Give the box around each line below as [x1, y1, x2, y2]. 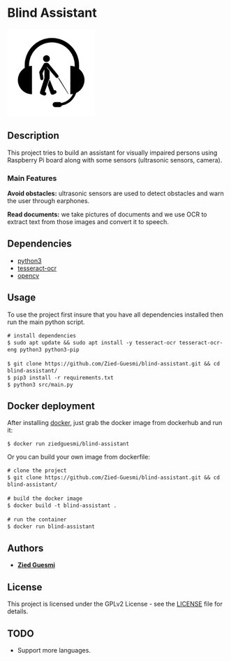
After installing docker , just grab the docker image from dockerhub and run [7, 419, 223, 427]
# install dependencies [7, 332, 77, 339]
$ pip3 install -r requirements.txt [7, 374, 114, 381]
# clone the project [7, 467, 68, 474]
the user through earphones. [7, 197, 90, 205]
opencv [17, 271, 40, 279]
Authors [7, 542, 44, 554]
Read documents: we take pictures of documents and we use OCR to [7, 210, 207, 218]
